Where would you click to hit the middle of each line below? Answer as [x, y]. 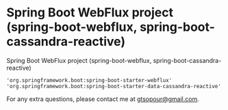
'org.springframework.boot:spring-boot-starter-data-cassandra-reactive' [114, 86]
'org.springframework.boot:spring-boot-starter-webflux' [89, 80]
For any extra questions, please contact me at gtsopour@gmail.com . [103, 99]
